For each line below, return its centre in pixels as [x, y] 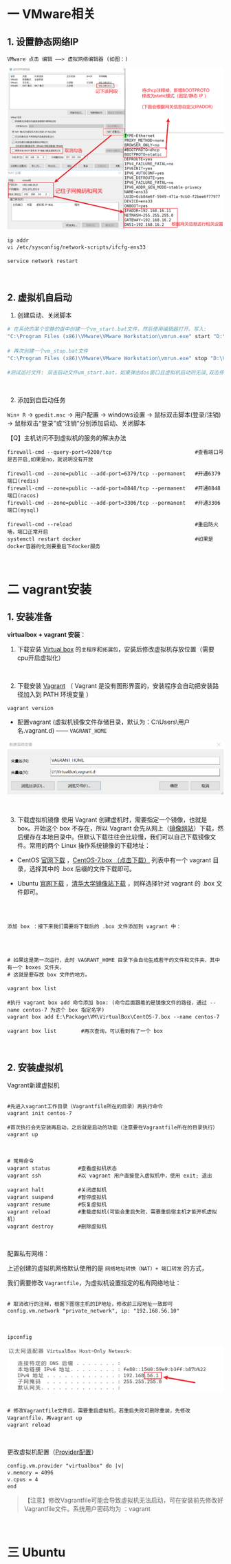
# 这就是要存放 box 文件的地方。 [49, 975]
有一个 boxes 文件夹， [36, 968]
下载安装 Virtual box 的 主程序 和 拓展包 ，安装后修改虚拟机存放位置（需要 [115, 649]
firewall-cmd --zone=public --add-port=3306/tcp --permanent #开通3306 [114, 503]
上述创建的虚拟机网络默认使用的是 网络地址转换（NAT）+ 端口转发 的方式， [108, 1269]
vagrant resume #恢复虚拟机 [57, 1205]
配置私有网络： [28, 1253]
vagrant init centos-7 [40, 1114]
